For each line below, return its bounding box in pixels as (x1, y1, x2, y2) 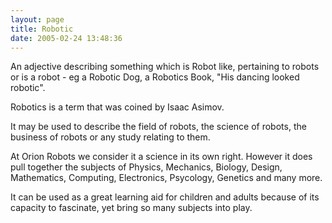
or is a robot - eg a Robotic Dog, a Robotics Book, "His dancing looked (10, 71, 300, 83)
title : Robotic (10, 24, 74, 34)
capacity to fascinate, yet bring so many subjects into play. (10, 202, 253, 214)
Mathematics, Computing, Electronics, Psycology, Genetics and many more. (10, 172, 323, 184)
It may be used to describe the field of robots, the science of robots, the (10, 121, 307, 133)
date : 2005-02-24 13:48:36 (10, 33, 123, 43)
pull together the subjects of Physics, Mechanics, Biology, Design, (10, 161, 283, 173)
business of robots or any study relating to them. (10, 131, 211, 143)
